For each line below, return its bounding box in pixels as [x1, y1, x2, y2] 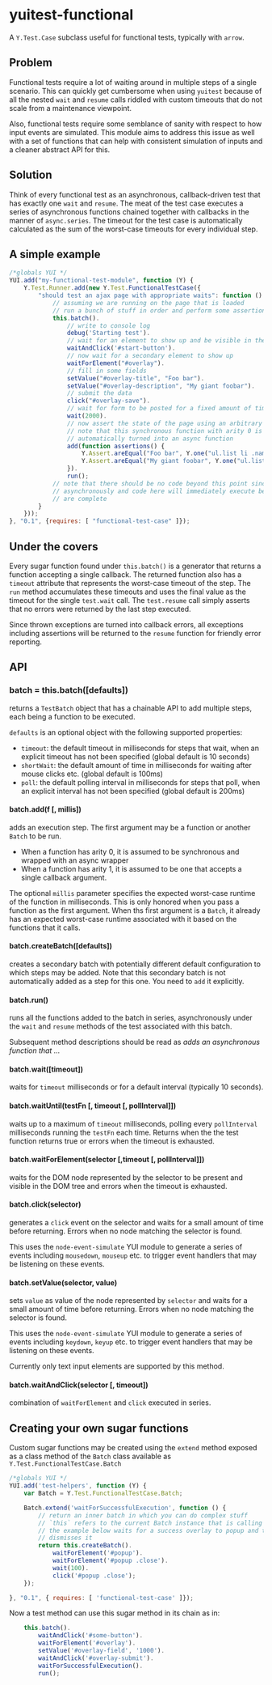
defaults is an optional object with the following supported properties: [9, 727, 243, 737]
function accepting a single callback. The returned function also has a [9, 569, 242, 579]
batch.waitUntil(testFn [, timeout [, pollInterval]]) [9, 1101, 177, 1110]
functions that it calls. [9, 923, 82, 932]
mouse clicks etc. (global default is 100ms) [20, 769, 164, 779]
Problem [9, 56, 53, 70]
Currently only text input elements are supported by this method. [9, 1361, 224, 1371]
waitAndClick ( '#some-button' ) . [38, 1632, 144, 1640]
